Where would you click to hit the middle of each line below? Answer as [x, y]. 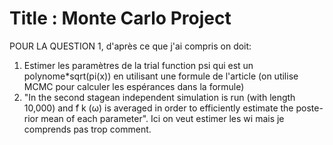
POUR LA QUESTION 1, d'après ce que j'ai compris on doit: [130, 46]
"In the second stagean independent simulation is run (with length [159, 97]
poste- [309, 108]
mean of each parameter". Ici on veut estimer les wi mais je [162, 118]
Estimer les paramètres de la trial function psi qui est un [138, 65]
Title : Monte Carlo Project [120, 18]
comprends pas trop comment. [87, 129]
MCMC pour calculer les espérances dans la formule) [134, 86]
